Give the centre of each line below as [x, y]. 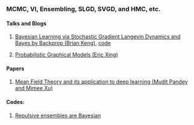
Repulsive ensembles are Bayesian [58, 115]
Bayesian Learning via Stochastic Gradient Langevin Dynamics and [98, 37]
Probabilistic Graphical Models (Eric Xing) [66, 55]
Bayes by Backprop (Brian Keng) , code [63, 43]
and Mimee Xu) [34, 88]
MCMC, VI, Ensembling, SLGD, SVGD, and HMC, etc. [83, 9]
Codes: [16, 102]
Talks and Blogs [26, 23]
